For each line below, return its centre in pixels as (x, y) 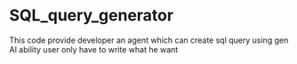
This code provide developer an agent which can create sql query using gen (149, 40)
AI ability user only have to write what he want (94, 49)
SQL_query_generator (92, 16)
